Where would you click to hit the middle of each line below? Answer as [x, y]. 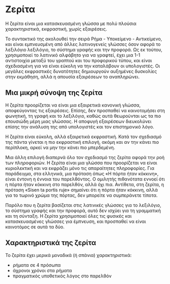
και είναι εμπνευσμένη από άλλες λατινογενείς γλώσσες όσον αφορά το [83, 44]
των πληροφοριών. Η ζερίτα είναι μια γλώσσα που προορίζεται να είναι [81, 163]
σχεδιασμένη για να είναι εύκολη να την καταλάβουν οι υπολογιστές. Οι [83, 66]
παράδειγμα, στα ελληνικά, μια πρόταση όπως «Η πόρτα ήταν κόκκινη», [82, 173]
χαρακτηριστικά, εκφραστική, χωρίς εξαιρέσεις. [56, 29]
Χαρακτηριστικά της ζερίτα [51, 243]
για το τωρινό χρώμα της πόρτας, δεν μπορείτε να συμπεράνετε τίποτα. [81, 195]
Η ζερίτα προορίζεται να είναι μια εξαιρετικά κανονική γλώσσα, [73, 105]
